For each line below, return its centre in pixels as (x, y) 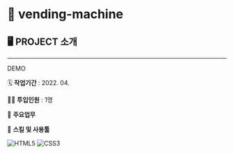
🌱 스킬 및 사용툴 (29, 129)
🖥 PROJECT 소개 (42, 41)
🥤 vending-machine (65, 14)
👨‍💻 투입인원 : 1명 (30, 100)
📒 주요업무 (22, 115)
